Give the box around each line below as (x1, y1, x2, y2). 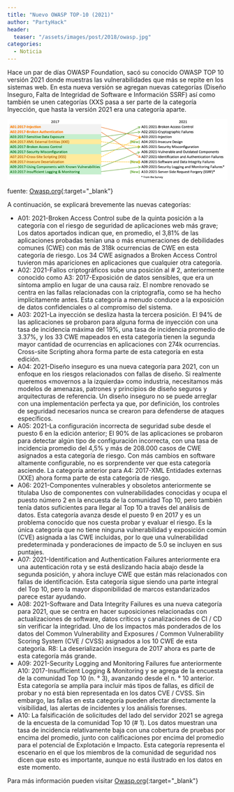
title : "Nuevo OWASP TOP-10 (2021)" (7, 11, 114, 18)
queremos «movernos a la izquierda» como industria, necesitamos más (17, 377, 224, 386)
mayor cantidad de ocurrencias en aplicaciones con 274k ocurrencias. (17, 339, 221, 349)
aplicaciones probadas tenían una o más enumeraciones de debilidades (17, 236, 224, 244)
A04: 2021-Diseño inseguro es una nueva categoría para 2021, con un (17, 362, 219, 370)
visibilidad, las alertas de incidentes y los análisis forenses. (17, 703, 187, 712)
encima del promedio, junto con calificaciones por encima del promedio (17, 733, 224, 742)
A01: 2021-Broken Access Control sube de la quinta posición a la (17, 214, 204, 222)
